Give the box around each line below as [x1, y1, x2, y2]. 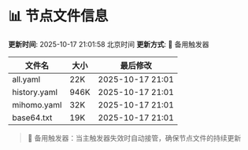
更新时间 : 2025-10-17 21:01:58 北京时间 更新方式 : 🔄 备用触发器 [8, 39, 209, 49]
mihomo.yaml [12, 99, 62, 110]
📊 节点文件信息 [8, 7, 109, 25]
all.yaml [12, 74, 41, 85]
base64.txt [12, 112, 53, 123]
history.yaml [12, 86, 57, 97]
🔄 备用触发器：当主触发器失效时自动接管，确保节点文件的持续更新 [27, 133, 242, 142]
